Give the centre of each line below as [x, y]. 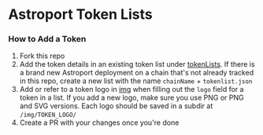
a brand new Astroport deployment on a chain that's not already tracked [137, 73]
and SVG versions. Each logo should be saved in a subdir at [116, 106]
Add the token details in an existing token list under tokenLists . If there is [137, 64]
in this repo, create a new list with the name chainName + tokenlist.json [136, 81]
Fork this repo [42, 56]
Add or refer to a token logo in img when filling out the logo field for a [131, 89]
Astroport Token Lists [80, 15]
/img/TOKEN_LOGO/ [48, 115]
